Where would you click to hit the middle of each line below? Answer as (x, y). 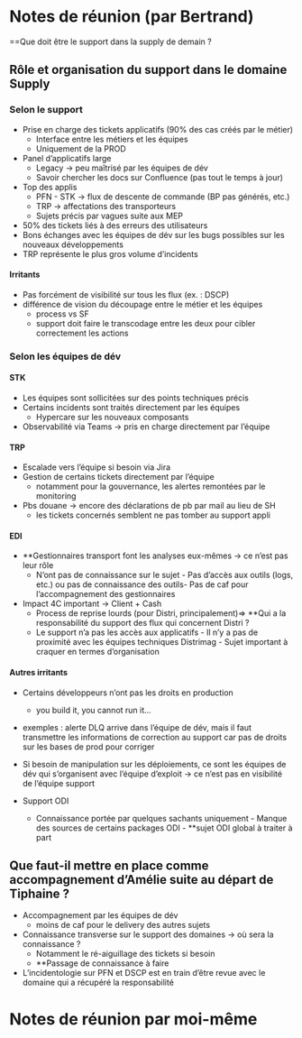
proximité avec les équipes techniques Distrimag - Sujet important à (162, 642)
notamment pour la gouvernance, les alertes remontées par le (151, 487)
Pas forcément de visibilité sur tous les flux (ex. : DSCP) (126, 294)
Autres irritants (39, 672)
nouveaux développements (73, 244)
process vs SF (62, 314)
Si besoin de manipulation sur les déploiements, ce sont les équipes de (154, 764)
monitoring (56, 496)
